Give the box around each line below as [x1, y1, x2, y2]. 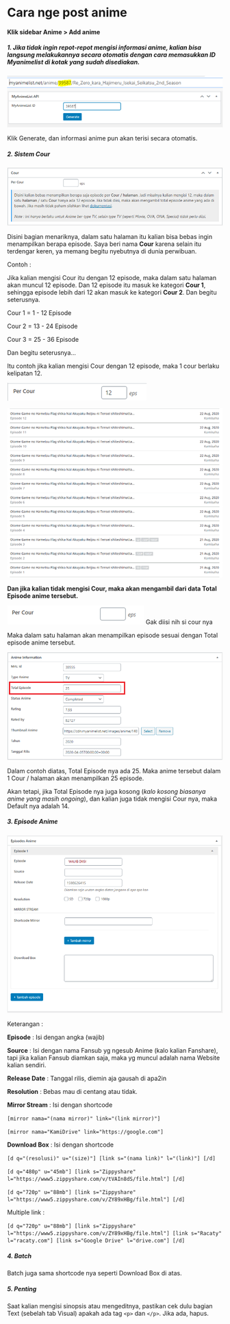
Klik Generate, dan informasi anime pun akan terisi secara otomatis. [7, 134, 198, 142]
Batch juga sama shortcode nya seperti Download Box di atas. [7, 1269, 183, 1277]
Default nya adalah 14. [7, 801, 70, 810]
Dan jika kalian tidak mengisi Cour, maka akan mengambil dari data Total [7, 584, 217, 592]
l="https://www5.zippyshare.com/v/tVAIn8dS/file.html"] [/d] [7, 1176, 186, 1183]
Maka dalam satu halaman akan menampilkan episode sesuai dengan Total [7, 631, 218, 639]
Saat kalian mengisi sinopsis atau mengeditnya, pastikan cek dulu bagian [7, 1301, 214, 1310]
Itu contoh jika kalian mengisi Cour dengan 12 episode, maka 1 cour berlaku [7, 362, 220, 370]
